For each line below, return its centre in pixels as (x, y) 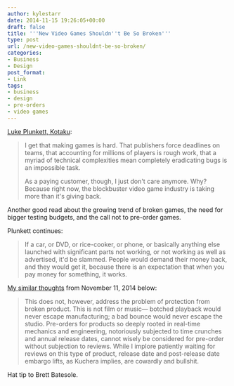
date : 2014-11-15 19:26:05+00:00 (56, 20)
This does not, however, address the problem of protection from (117, 301)
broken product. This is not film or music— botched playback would (123, 309)
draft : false (26, 27)
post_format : (26, 72)
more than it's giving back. (63, 196)
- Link (17, 79)
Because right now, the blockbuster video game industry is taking (119, 188)
